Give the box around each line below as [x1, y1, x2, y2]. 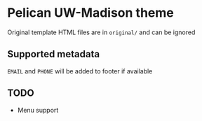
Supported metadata [7, 48, 100, 60]
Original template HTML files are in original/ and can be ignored [7, 28, 196, 36]
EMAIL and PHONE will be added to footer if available [7, 66, 153, 75]
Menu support [17, 106, 59, 114]
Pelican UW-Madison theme [7, 5, 174, 21]
